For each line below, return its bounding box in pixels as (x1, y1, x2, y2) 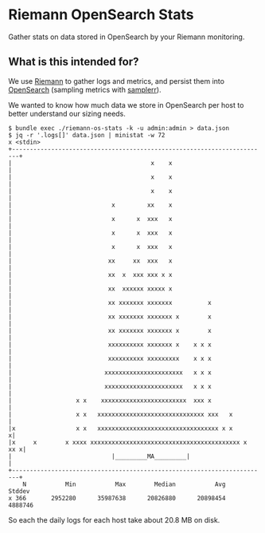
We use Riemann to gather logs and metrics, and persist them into (8, 76, 225, 85)
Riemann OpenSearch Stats (8, 6, 194, 24)
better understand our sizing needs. (8, 109, 126, 118)
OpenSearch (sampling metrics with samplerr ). (8, 85, 162, 94)
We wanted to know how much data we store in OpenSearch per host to (8, 100, 244, 109)
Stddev (8, 487, 30, 495)
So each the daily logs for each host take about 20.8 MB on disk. (8, 515, 220, 524)
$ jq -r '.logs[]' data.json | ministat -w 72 (8, 131, 166, 139)
